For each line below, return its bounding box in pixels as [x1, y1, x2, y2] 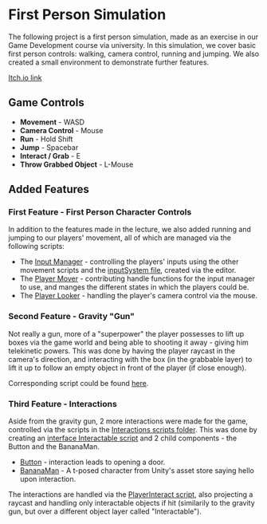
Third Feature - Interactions [8, 398, 117, 409]
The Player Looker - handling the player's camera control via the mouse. [19, 291, 257, 301]
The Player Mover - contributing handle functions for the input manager [19, 274, 255, 284]
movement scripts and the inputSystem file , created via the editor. [19, 266, 237, 275]
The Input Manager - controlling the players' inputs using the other [19, 257, 239, 266]
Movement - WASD [19, 117, 85, 127]
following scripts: [8, 242, 65, 251]
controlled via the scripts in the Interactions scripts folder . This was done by [8, 425, 257, 435]
